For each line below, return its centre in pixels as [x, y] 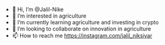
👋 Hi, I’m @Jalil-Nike [38, 9]
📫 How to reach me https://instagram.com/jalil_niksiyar [82, 36]
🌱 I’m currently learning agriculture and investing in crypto [85, 22]
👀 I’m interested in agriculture [49, 16]
